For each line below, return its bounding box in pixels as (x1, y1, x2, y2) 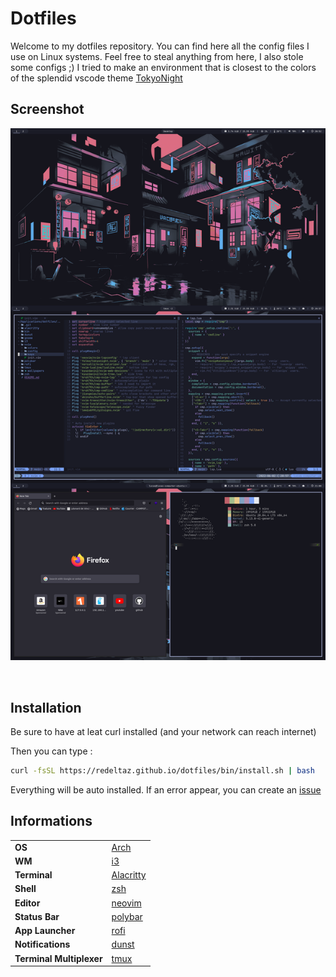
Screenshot (10, 101, 85, 118)
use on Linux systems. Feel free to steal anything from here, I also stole (10, 50, 304, 62)
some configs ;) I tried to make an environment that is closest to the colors (10, 61, 317, 73)
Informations (10, 813, 93, 830)
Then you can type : (10, 745, 93, 757)
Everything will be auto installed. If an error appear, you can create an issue (10, 784, 322, 796)
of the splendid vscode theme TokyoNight (10, 72, 183, 84)
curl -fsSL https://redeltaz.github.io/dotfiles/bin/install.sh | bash (10, 766, 315, 776)
